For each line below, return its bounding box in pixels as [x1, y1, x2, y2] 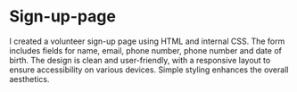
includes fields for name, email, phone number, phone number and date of [9, 45, 283, 55]
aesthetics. [9, 73, 50, 84]
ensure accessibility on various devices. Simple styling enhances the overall [9, 64, 289, 75]
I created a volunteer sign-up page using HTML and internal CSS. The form [9, 36, 285, 46]
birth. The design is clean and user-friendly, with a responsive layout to [9, 54, 271, 65]
